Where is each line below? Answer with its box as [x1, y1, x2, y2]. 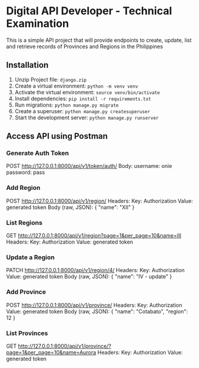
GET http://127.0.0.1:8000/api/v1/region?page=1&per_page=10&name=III [6, 232, 182, 239]
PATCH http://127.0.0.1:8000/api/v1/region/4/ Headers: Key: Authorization [6, 267, 185, 274]
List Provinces [6, 329, 49, 337]
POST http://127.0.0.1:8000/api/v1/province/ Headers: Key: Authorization [6, 301, 182, 308]
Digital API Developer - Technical [6, 4, 172, 18]
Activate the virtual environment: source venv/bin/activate [14, 88, 160, 96]
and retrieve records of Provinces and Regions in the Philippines [6, 43, 163, 50]
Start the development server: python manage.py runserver [14, 114, 159, 121]
